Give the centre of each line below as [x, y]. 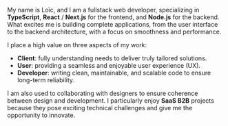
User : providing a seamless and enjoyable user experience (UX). [109, 65]
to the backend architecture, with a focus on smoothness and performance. [114, 32]
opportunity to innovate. [41, 115]
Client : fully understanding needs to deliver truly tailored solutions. [112, 58]
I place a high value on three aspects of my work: [77, 45]
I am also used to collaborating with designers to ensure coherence [103, 93]
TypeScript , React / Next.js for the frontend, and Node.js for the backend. [113, 17]
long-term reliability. [45, 80]
